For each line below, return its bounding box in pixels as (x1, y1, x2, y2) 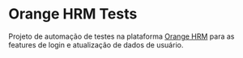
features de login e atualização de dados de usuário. (8, 39, 184, 49)
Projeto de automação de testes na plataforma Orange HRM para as (8, 31, 235, 41)
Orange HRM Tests (8, 5, 138, 23)
